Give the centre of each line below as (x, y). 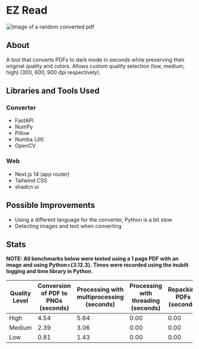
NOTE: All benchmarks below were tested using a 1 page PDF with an (92, 259)
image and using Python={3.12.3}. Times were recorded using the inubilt (97, 265)
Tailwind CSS (31, 180)
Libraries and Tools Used (53, 91)
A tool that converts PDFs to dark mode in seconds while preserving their (96, 59)
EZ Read (27, 10)
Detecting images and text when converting (68, 226)
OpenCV (25, 146)
